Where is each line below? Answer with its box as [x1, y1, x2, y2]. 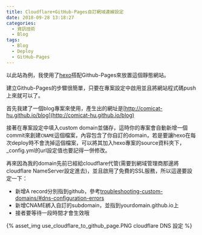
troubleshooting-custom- [100, 187, 163, 194]
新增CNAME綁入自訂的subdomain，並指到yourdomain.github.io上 [15, 201, 179, 209]
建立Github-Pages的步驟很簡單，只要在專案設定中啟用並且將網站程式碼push [6, 84, 197, 91]
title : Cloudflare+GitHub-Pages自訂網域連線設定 [6, 8, 124, 15]
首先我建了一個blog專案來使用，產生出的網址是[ [6, 104, 126, 112]
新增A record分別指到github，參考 [15, 187, 101, 194]
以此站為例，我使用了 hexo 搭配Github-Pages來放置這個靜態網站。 [6, 71, 169, 79]
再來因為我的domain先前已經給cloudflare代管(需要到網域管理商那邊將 [6, 159, 180, 167]
